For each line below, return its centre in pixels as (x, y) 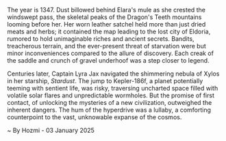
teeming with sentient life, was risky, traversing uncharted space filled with (113, 88)
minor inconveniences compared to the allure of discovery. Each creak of (111, 53)
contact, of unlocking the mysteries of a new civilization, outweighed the (110, 103)
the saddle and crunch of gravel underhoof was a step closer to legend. (109, 60)
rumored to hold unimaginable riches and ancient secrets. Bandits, (101, 39)
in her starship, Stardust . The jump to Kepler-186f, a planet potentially (105, 81)
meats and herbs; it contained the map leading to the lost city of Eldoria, (109, 31)
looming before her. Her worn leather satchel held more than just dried (106, 24)
